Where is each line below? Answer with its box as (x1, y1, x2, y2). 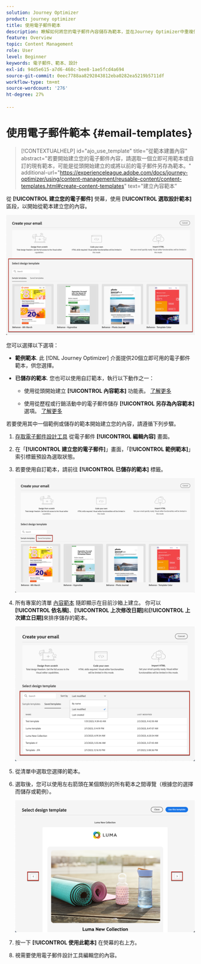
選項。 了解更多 (23, 407, 63, 415)
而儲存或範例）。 (14, 788, 55, 795)
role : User (6, 48, 33, 54)
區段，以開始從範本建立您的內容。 (6, 202, 90, 209)
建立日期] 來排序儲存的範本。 (20, 614, 91, 621)
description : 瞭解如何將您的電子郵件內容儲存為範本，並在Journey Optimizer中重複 (6, 29, 194, 35)
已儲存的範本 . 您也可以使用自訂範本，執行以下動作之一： (14, 374, 154, 382)
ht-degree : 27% (6, 91, 44, 98)
